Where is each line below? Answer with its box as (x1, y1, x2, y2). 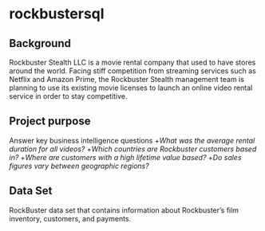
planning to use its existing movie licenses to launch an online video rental (9, 83, 253, 92)
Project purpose (9, 115, 91, 128)
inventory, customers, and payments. (9, 213, 132, 223)
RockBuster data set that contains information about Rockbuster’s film (9, 205, 239, 215)
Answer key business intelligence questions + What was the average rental (9, 135, 255, 145)
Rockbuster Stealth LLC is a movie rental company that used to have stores (9, 57, 256, 67)
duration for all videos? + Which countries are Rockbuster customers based (9, 144, 257, 154)
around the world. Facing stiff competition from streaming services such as (9, 66, 256, 76)
